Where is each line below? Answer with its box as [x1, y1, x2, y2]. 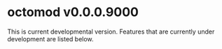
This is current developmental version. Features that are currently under [7, 27, 215, 36]
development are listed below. [7, 34, 94, 43]
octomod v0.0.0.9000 [7, 4, 139, 20]
